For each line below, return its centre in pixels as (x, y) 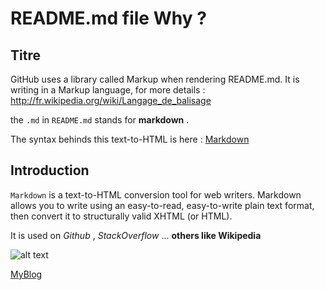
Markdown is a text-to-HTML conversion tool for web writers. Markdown (156, 194)
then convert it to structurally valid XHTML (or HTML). (121, 216)
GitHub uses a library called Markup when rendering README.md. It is (155, 79)
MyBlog (26, 274)
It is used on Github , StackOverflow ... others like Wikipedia (136, 235)
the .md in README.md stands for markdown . (100, 120)
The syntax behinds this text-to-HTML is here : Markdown (130, 139)
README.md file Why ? (108, 18)
